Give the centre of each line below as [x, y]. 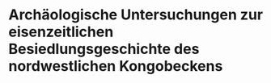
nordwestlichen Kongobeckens [116, 66]
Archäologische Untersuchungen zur [136, 15]
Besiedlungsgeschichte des [104, 49]
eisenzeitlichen [61, 32]
